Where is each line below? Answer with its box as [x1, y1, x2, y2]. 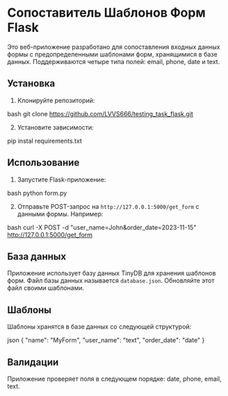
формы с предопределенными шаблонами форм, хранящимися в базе [7, 50, 218, 58]
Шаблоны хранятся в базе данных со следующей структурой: [7, 322, 192, 331]
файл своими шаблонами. [7, 284, 85, 292]
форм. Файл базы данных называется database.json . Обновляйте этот [7, 276, 215, 285]
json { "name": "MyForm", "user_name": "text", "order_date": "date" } [7, 336, 205, 344]
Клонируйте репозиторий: [17, 96, 95, 104]
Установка [7, 78, 56, 90]
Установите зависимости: [17, 123, 94, 132]
